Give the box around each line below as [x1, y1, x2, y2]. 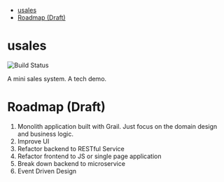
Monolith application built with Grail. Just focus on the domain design [17, 122, 218, 130]
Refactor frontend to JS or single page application [17, 152, 162, 160]
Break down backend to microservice [17, 159, 126, 167]
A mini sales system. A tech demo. [7, 74, 107, 83]
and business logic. [17, 129, 74, 138]
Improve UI [17, 136, 50, 146]
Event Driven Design [17, 167, 77, 175]
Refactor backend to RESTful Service [17, 144, 125, 153]
